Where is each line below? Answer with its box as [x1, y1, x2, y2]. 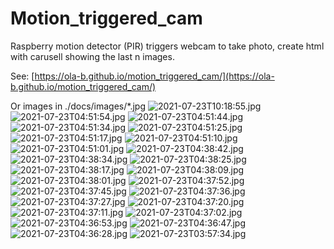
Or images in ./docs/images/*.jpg [10, 100, 146, 112]
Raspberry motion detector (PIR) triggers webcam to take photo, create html [10, 40, 325, 52]
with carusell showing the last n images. [10, 50, 175, 62]
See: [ [10, 70, 35, 82]
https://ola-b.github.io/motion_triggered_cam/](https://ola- [34, 70, 275, 82]
